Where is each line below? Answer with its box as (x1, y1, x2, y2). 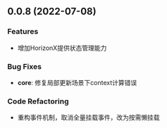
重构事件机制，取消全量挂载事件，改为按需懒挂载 (17, 113, 160, 122)
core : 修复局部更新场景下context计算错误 (17, 78, 137, 87)
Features (7, 27, 39, 37)
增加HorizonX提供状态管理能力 (17, 44, 107, 52)
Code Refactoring (7, 96, 69, 106)
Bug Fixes (7, 61, 42, 71)
